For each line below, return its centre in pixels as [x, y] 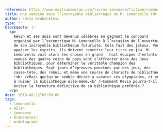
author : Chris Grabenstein [32, 18]
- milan [17, 109]
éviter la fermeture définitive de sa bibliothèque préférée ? [79, 86]
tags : [10, 100]
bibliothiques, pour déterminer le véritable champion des [75, 63]
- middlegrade [24, 122]
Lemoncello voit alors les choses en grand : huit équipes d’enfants [86, 54]
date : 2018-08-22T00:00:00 [32, 95]
